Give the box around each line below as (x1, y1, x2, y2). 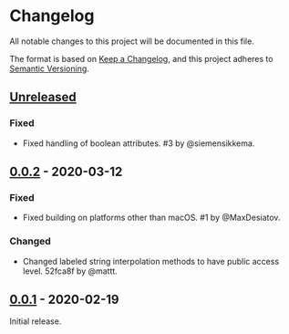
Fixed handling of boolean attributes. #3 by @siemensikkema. (22, 138, 255, 149)
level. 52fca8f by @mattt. (22, 266, 119, 277)
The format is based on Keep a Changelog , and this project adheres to (9, 53, 274, 64)
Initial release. (9, 316, 62, 327)
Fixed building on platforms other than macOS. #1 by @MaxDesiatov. (22, 212, 281, 224)
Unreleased (9, 89, 77, 105)
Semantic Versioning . (9, 63, 89, 74)
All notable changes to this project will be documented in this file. (9, 36, 255, 47)
